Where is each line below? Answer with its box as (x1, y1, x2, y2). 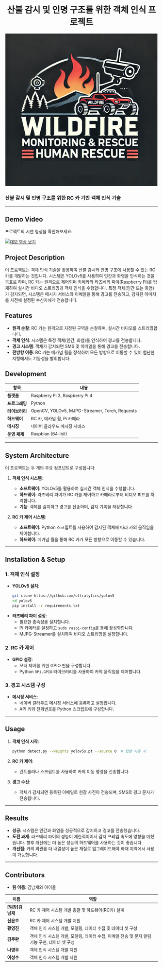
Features (5, 311, 33, 320)
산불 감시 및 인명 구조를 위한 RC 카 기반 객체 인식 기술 (5, 195, 121, 201)
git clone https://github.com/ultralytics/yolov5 (12, 593, 115, 598)
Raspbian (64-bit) (31, 431, 67, 437)
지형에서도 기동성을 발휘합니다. (12, 355, 71, 361)
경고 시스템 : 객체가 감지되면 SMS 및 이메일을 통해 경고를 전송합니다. (12, 343, 141, 349)
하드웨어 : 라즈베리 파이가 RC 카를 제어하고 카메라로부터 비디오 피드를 (19, 491, 149, 497)
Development (5, 370, 47, 378)
